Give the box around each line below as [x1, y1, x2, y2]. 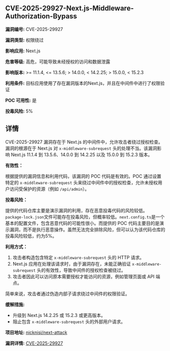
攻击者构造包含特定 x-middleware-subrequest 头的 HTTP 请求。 [12, 254, 145, 261]
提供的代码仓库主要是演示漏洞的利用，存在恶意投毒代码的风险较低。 [5, 207, 148, 213]
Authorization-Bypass [5, 12, 77, 21]
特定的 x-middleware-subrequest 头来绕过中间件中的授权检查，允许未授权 [5, 179, 158, 185]
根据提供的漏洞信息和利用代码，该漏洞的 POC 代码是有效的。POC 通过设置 [5, 173, 161, 179]
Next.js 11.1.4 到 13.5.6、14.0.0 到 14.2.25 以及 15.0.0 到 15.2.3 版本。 [11, 151, 153, 157]
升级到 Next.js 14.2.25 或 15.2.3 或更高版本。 [12, 312, 106, 318]
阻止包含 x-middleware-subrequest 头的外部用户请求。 [12, 318, 126, 325]
